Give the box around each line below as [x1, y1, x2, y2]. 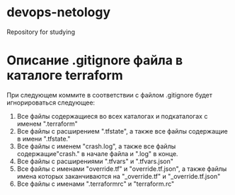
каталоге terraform [6, 68, 123, 83]
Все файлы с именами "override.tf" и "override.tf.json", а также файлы [16, 164, 227, 173]
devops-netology [6, 4, 111, 20]
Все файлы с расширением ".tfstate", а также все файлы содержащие [16, 126, 228, 135]
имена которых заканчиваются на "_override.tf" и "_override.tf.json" [16, 172, 221, 180]
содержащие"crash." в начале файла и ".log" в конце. [16, 149, 178, 158]
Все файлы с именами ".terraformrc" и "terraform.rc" [16, 179, 175, 188]
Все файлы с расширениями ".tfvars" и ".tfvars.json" [16, 157, 174, 165]
